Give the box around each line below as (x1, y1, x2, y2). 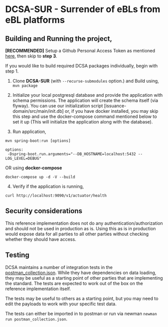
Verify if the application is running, (12, 183, 84, 189)
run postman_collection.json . (5, 316, 68, 322)
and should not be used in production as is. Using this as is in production (5, 225, 156, 231)
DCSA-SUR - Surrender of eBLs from (5, 4, 160, 15)
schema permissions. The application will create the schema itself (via (12, 97, 158, 103)
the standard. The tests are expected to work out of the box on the (5, 280, 143, 286)
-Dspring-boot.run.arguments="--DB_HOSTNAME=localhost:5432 (7, 152, 136, 157)
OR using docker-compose (5, 165, 62, 171)
